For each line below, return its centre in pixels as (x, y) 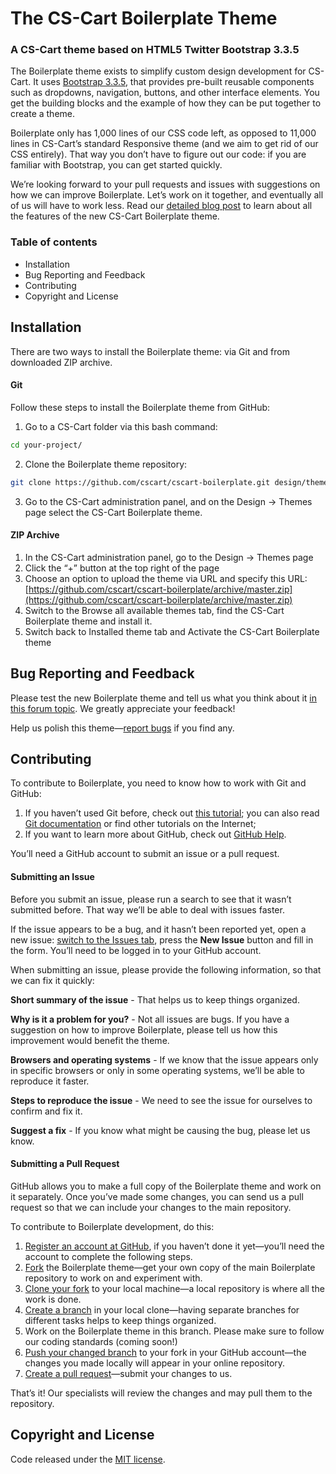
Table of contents (54, 242)
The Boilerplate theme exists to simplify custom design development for (158, 71)
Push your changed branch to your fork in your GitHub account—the (165, 1352)
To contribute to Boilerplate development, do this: (112, 1226)
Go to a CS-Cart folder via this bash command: (121, 426)
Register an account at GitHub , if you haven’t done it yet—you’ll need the (174, 1246)
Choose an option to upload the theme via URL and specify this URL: (166, 578)
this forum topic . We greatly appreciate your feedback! (123, 708)
